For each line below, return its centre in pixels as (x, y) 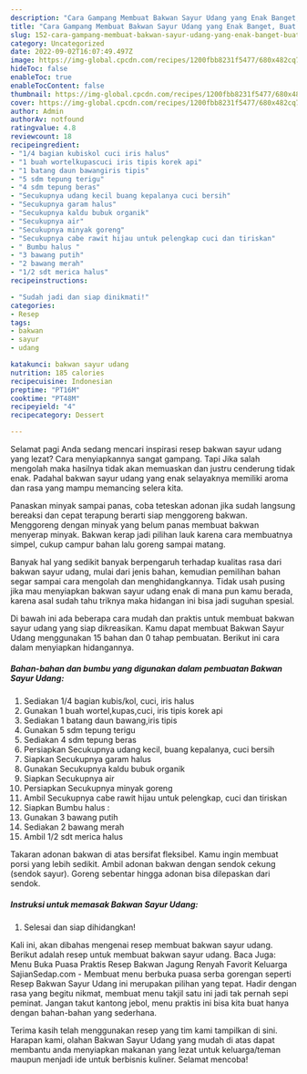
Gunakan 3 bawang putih (71, 817)
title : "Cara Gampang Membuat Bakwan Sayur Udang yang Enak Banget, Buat (153, 26)
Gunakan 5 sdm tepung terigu (79, 729)
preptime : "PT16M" (45, 390)
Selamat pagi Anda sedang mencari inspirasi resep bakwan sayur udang (146, 449)
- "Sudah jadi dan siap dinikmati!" (80, 297)
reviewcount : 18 (41, 137)
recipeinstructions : (50, 281)
